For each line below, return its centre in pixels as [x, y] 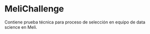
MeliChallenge [34, 9]
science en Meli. [21, 27]
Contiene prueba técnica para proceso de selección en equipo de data [75, 22]
